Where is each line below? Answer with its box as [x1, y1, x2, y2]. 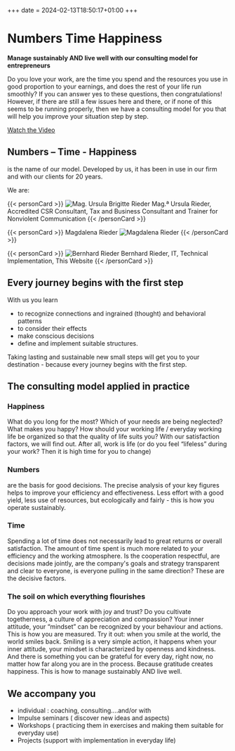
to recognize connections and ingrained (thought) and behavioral [17, 309, 206, 318]
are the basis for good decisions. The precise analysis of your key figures [7, 481, 220, 489]
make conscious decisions [17, 332, 95, 340]
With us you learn [7, 295, 58, 304]
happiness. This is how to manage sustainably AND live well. [7, 667, 182, 676]
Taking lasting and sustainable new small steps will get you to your [7, 353, 200, 361]
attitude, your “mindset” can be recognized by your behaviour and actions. [7, 622, 223, 631]
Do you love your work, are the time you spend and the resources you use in [7, 74, 228, 83]
